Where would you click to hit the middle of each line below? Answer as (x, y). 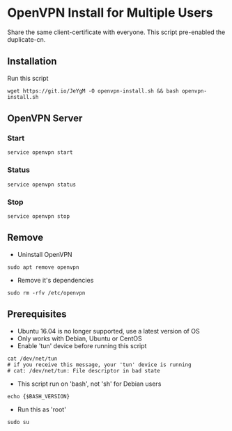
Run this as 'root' (41, 409)
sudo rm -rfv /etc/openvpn (46, 293)
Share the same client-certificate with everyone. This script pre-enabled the (116, 32)
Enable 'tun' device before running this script (82, 345)
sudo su (18, 422)
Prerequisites (37, 314)
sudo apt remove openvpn (43, 267)
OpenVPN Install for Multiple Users (110, 13)
